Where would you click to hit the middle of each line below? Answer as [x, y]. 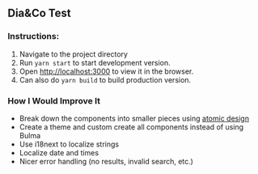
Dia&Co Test [39, 13]
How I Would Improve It [54, 100]
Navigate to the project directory [74, 54]
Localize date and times [59, 152]
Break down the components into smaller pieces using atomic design [134, 118]
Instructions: [34, 36]
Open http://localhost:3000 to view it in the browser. [106, 71]
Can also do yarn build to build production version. [105, 79]
